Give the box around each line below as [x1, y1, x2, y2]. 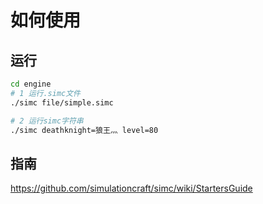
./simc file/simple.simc [10, 97, 114, 108]
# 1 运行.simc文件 [10, 88, 81, 98]
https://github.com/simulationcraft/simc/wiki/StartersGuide [10, 182, 253, 195]
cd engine [10, 79, 52, 89]
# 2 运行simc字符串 [10, 116, 84, 126]
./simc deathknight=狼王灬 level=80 [10, 125, 159, 135]
